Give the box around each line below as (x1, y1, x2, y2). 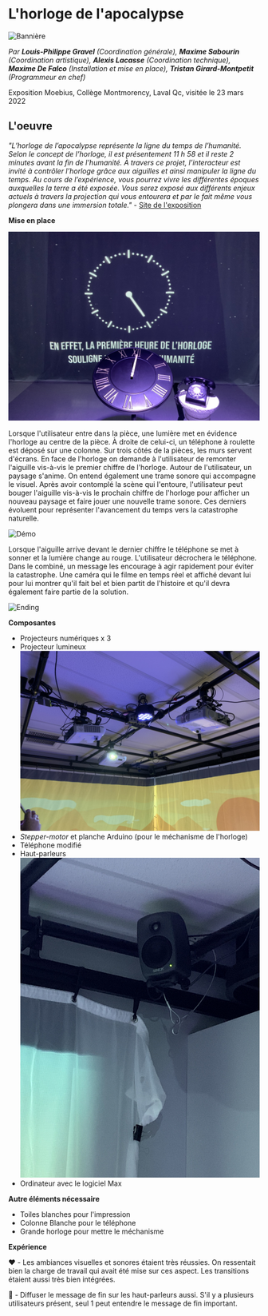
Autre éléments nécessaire (8, 1194, 100, 1204)
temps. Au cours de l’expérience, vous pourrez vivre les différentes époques (8, 174, 259, 184)
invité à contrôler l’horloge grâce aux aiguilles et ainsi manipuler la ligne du (8, 165, 257, 176)
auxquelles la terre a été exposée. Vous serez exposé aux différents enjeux (8, 183, 255, 193)
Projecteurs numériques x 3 (19, 633, 112, 643)
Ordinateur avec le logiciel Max (19, 1178, 122, 1188)
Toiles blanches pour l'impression (19, 1210, 131, 1219)
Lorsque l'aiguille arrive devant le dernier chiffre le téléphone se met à (8, 544, 239, 554)
